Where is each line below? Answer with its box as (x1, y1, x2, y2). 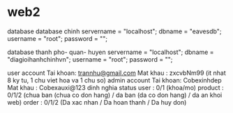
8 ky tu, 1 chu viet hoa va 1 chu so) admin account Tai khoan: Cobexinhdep (7, 76, 222, 84)
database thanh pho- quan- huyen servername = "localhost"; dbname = (7, 48, 214, 56)
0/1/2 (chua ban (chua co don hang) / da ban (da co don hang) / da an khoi (7, 91, 223, 99)
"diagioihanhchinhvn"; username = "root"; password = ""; (7, 55, 173, 63)
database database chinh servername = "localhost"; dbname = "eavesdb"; (7, 27, 222, 35)
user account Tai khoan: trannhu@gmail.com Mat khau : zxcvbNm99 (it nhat (7, 69, 227, 77)
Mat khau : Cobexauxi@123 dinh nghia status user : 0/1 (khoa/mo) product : (7, 83, 225, 92)
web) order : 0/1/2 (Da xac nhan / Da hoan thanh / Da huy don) (7, 98, 187, 106)
